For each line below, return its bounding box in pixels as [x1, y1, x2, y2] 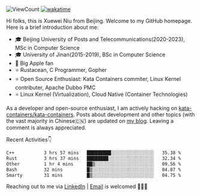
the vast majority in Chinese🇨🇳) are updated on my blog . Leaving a [6, 117, 174, 124]
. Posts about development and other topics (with [73, 111, 195, 118]
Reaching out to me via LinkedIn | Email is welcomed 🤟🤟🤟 [6, 183, 148, 190]
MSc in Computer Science [14, 44, 80, 51]
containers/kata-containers [6, 111, 74, 118]
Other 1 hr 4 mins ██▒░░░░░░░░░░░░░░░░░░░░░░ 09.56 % [6, 161, 181, 167]
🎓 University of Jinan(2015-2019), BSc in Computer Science [14, 51, 166, 58]
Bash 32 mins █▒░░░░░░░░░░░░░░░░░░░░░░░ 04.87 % [6, 167, 181, 173]
